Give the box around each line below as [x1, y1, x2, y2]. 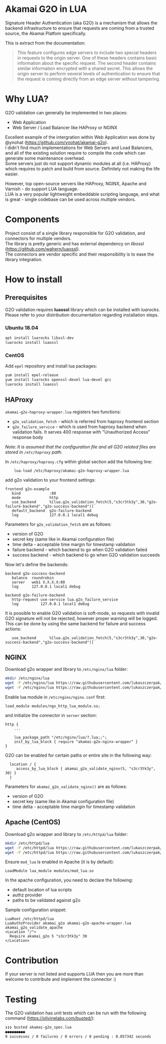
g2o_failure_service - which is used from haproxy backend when [12, 424, 147, 430]
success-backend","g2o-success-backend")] [5, 640, 94, 645]
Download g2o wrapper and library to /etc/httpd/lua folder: [5, 831, 128, 837]
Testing [5, 993, 37, 1005]
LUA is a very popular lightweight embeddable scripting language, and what [5, 191, 160, 197]
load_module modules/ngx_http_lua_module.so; [5, 704, 100, 709]
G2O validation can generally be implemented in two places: [5, 110, 127, 115]
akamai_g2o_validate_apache [5, 925, 63, 930]
